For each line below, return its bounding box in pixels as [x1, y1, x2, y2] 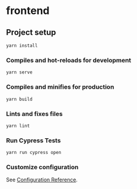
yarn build [6, 96, 33, 102]
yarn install [6, 43, 38, 48]
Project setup [6, 27, 57, 37]
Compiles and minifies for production [6, 83, 114, 91]
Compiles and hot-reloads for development [6, 56, 132, 64]
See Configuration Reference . [6, 176, 78, 183]
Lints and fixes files [6, 110, 63, 118]
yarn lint [6, 123, 30, 129]
